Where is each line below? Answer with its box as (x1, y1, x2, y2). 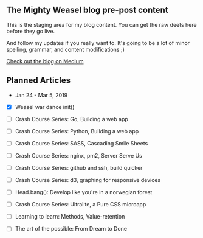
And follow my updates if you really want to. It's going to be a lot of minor (6, 39, 190, 46)
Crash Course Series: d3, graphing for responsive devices (15, 177, 161, 183)
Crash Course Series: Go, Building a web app (15, 115, 129, 122)
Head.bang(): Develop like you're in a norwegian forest (15, 189, 153, 196)
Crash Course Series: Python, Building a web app (15, 127, 139, 135)
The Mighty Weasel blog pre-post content (6, 5, 168, 15)
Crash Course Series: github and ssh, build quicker (15, 164, 143, 171)
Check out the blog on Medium (6, 57, 84, 65)
